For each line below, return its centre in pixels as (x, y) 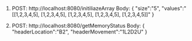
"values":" (174, 8)
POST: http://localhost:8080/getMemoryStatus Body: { (78, 26)
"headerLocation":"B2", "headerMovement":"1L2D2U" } (79, 32)
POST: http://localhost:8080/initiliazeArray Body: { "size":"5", (86, 8)
